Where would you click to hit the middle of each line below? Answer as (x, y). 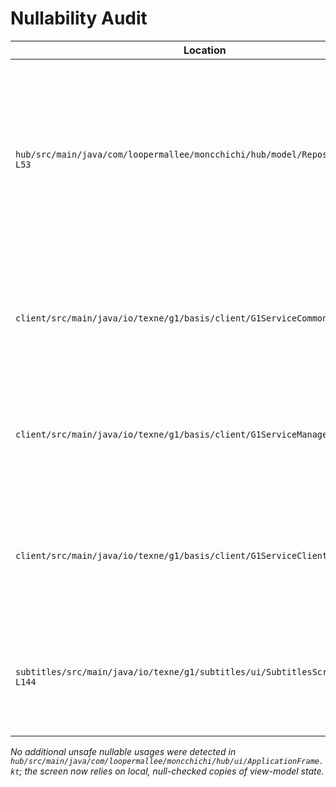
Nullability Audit (79, 18)
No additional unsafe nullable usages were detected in (123, 751)
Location (205, 50)
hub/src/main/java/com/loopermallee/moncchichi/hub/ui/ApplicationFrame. (167, 761)
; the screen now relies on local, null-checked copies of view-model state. (172, 771)
